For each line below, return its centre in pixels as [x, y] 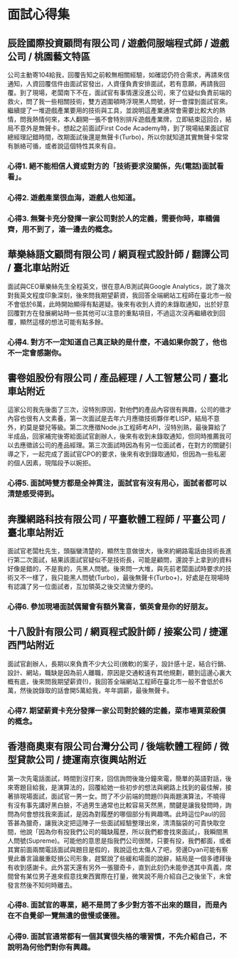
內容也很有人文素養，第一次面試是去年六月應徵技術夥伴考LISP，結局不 [111, 419]
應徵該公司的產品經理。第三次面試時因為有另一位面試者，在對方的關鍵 [122, 445]
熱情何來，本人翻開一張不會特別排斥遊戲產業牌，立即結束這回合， [128, 119]
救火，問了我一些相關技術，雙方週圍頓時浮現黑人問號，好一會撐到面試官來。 [119, 101]
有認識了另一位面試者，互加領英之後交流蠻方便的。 [82, 587]
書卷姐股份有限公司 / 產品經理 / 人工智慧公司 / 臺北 [118, 378]
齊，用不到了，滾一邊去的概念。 [62, 229]
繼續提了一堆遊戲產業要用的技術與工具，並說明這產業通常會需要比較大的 [113, 110]
